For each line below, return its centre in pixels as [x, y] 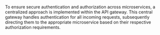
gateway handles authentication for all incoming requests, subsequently [77, 17]
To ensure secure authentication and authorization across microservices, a [80, 7]
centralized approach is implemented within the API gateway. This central [79, 12]
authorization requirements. [33, 27]
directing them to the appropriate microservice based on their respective [78, 22]
